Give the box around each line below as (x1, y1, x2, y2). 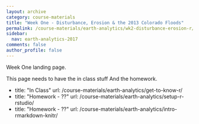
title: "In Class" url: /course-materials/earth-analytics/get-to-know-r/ (14, 87, 182, 94)
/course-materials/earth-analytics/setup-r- (79, 93, 184, 100)
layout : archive (6, 8, 46, 15)
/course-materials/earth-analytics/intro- (79, 105, 178, 113)
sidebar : (6, 31, 28, 37)
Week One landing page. (6, 63, 66, 71)
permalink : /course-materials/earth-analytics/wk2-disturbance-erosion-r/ (6, 25, 195, 31)
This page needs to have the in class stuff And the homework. (6, 75, 158, 82)
